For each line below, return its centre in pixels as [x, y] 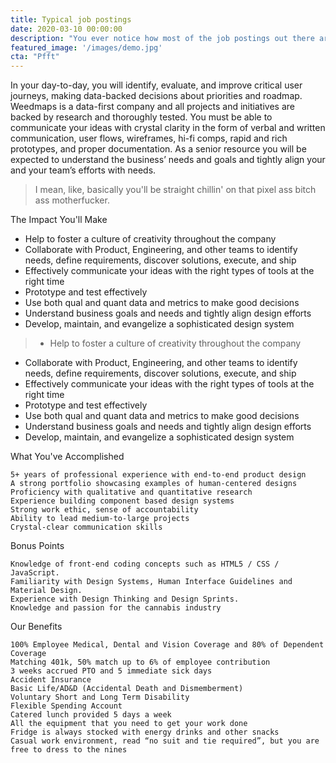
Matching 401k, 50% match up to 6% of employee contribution [140, 662]
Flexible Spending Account [66, 706]
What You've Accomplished [67, 457]
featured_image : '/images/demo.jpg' [86, 47]
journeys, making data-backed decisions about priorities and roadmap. [156, 96]
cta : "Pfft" [35, 57]
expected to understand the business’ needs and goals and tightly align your [168, 160]
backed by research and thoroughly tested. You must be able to [141, 117]
